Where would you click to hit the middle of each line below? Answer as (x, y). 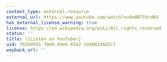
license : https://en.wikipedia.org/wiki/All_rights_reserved (84, 28)
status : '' (20, 34)
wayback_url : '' (26, 50)
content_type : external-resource (48, 12)
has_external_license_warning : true (52, 22)
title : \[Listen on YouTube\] (44, 39)
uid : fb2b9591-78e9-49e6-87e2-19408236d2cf (61, 45)
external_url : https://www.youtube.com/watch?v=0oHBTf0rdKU (83, 17)
